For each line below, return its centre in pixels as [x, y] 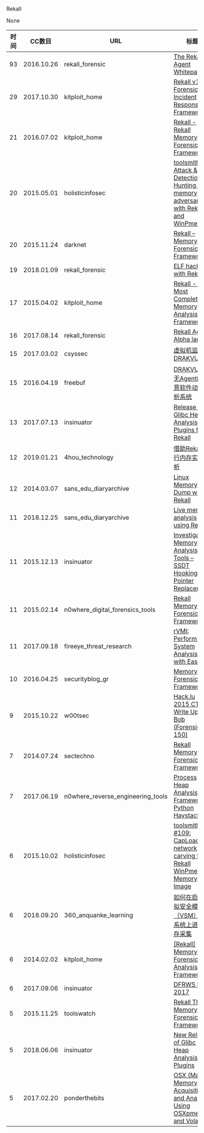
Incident [185, 97]
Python [184, 808]
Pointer [184, 581]
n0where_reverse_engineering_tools [116, 796]
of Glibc [185, 1042]
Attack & [185, 170]
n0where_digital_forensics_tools [110, 610]
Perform [185, 638]
